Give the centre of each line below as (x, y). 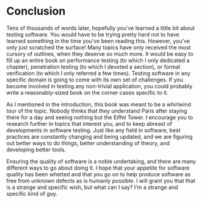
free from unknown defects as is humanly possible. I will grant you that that (101, 181)
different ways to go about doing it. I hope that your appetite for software (98, 168)
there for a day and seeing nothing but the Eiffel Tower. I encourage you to (100, 117)
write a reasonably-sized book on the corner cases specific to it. (88, 92)
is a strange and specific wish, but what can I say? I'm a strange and (92, 187)
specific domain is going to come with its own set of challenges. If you (95, 80)
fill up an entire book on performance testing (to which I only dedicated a (98, 60)
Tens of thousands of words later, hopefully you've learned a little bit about (101, 28)
